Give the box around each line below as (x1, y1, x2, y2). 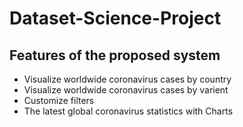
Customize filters (23, 95, 95, 106)
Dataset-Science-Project (9, 7, 222, 30)
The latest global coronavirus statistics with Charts (23, 105, 234, 117)
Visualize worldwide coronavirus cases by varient (23, 84, 229, 96)
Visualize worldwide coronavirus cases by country (23, 73, 232, 85)
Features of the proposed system (9, 47, 221, 64)
